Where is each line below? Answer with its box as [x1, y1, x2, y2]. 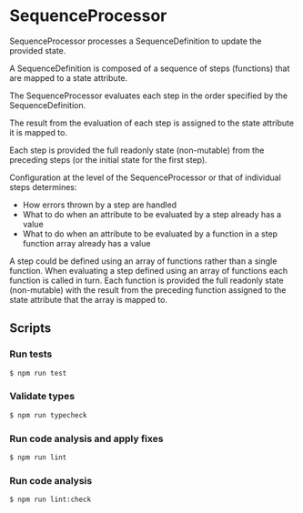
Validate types [9, 390, 76, 403]
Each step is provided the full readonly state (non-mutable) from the [9, 145, 265, 156]
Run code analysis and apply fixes [9, 432, 164, 445]
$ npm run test [9, 368, 67, 377]
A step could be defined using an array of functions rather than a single [9, 256, 278, 267]
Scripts [9, 320, 52, 337]
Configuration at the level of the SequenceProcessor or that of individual [9, 172, 282, 183]
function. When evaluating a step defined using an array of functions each [9, 265, 288, 276]
